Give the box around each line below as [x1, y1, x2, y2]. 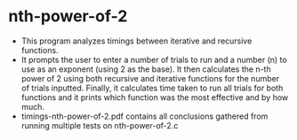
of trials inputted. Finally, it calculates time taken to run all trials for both [20, 82, 284, 93]
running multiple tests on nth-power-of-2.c [20, 120, 179, 130]
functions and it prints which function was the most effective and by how [20, 91, 289, 103]
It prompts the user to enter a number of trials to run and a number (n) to [20, 54, 287, 65]
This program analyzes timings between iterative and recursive [20, 35, 253, 46]
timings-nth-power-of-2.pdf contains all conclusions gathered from [20, 111, 269, 121]
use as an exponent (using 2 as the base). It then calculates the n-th [20, 64, 272, 74]
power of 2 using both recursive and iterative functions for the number [20, 73, 280, 83]
